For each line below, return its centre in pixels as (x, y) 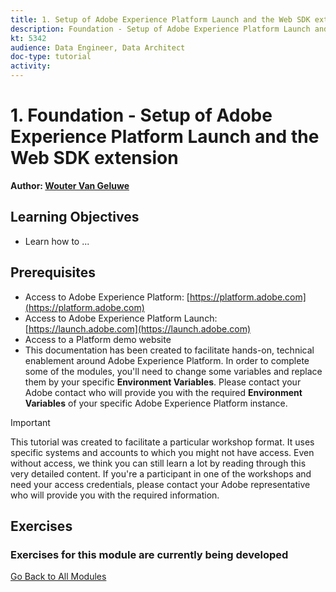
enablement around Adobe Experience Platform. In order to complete (167, 360)
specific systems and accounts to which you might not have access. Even (162, 452)
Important (30, 422)
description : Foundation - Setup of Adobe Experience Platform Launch (160, 29)
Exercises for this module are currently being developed (149, 554)
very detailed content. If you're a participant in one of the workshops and (161, 473)
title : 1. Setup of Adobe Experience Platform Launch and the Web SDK (160, 19)
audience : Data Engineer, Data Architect (98, 47)
